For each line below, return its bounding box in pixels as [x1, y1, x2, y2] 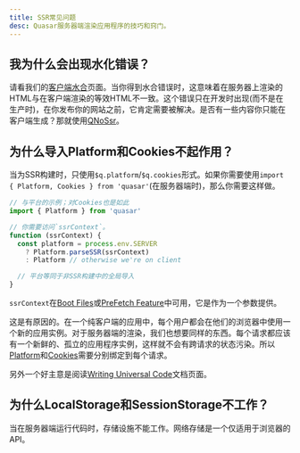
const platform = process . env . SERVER [17, 239, 158, 248]
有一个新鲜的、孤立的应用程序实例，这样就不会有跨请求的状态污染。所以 [9, 339, 275, 349]
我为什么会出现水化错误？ [9, 56, 150, 71]
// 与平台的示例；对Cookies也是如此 [9, 198, 129, 208]
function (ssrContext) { [9, 231, 102, 240]
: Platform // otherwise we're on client [25, 256, 181, 265]
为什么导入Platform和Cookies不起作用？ [9, 144, 234, 159]
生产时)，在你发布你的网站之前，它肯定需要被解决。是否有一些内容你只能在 [9, 104, 287, 115]
